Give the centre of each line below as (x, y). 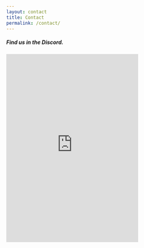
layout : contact (27, 12)
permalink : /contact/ (33, 23)
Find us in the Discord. (35, 42)
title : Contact (25, 17)
